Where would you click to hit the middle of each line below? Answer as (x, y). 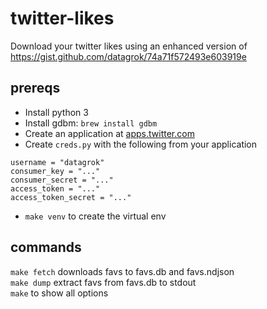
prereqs (35, 88)
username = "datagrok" (57, 162)
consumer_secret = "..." (62, 180)
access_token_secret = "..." (71, 197)
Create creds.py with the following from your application (141, 144)
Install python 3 (56, 112)
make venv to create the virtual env (95, 216)
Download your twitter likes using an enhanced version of (129, 46)
